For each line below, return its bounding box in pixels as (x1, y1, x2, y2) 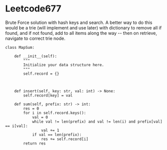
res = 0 (23, 106, 39, 111)
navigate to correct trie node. (5, 35, 66, 41)
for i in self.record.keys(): (23, 110, 86, 115)
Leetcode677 (5, 3, 62, 14)
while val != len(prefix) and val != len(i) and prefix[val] (32, 119, 163, 124)
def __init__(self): (14, 53, 57, 59)
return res (23, 141, 46, 146)
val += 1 (41, 128, 59, 133)
